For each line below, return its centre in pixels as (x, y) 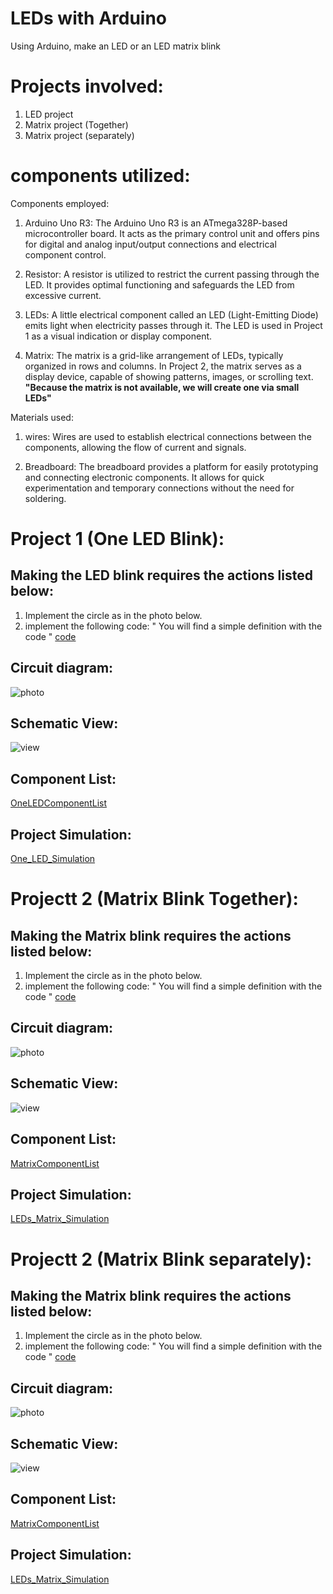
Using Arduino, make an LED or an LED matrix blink (116, 46)
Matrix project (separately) (79, 135)
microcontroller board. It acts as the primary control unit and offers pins (172, 233)
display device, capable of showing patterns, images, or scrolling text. (169, 376)
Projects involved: (87, 86)
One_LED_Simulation (53, 859)
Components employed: (60, 203)
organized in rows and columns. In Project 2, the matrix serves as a (163, 366)
